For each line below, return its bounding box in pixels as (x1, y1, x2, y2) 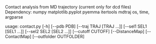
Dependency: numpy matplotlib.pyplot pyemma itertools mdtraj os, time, (5, 9, 150, 15)
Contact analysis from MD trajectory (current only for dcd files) (5, 4, 131, 10)
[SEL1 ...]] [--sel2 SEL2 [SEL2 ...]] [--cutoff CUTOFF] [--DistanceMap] (5, 29, 145, 34)
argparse (5, 14, 23, 20)
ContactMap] (5, 33, 32, 39)
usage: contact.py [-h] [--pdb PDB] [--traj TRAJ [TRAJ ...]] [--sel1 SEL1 (5, 23, 147, 29)
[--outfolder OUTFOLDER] (32, 33, 85, 39)
